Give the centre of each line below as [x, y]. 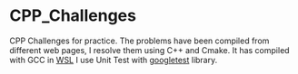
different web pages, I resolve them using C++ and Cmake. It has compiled [149, 50]
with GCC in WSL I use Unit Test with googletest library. [114, 60]
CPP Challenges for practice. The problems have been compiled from [139, 41]
